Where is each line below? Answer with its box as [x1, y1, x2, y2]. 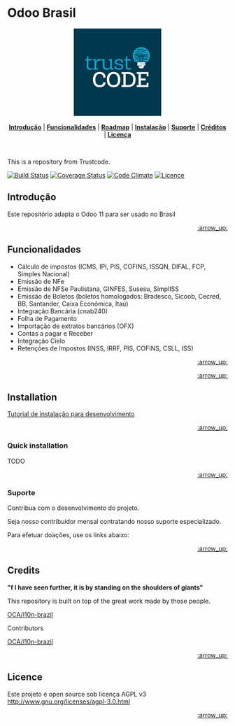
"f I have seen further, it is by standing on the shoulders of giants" [7, 583, 204, 592]
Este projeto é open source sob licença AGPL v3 [7, 690, 147, 698]
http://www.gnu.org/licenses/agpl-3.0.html [7, 697, 131, 706]
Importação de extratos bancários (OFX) [17, 322, 134, 330]
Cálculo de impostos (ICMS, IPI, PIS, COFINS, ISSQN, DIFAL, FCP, [17, 262, 206, 271]
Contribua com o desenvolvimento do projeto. [7, 504, 140, 512]
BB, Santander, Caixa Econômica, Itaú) [17, 299, 129, 308]
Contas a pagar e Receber [17, 329, 93, 337]
